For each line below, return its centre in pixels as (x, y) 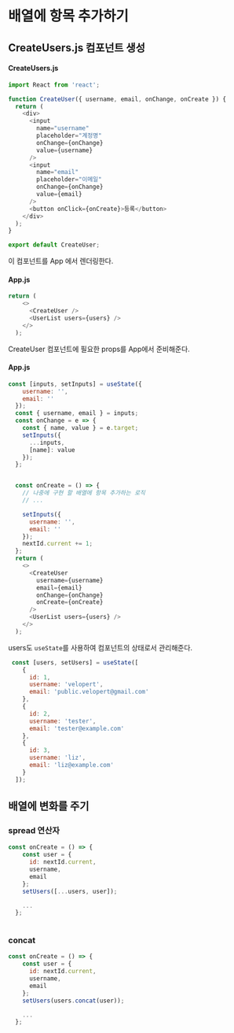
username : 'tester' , (62, 721)
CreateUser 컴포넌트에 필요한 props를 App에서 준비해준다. (99, 349)
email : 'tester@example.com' (77, 728)
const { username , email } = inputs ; (77, 413)
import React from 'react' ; (54, 85)
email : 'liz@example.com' (71, 765)
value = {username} (64, 150)
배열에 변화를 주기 (49, 807)
